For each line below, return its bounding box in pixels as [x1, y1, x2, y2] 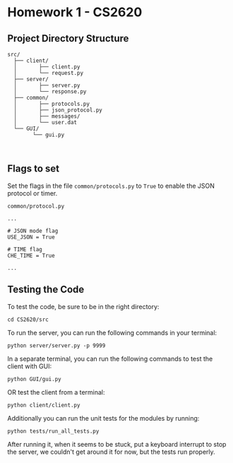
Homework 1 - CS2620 [7, 4, 143, 20]
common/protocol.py [7, 203, 65, 210]
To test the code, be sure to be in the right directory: [7, 302, 160, 311]
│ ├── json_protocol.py [13, 107, 102, 114]
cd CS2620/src [7, 315, 49, 323]
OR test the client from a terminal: [7, 387, 105, 396]
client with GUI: [7, 361, 52, 371]
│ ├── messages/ [13, 113, 80, 120]
